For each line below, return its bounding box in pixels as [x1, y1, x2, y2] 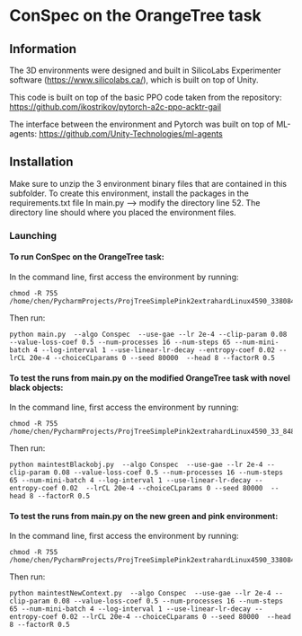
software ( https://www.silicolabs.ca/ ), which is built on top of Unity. [9, 75, 259, 85]
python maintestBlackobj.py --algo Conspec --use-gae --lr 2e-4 [9, 460, 263, 470]
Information [9, 41, 77, 57]
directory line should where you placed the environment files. [9, 207, 236, 217]
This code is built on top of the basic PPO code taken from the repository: [9, 92, 282, 102]
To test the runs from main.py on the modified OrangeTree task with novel [9, 372, 290, 383]
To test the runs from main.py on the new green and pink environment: [9, 510, 279, 521]
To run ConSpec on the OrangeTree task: [9, 252, 164, 262]
